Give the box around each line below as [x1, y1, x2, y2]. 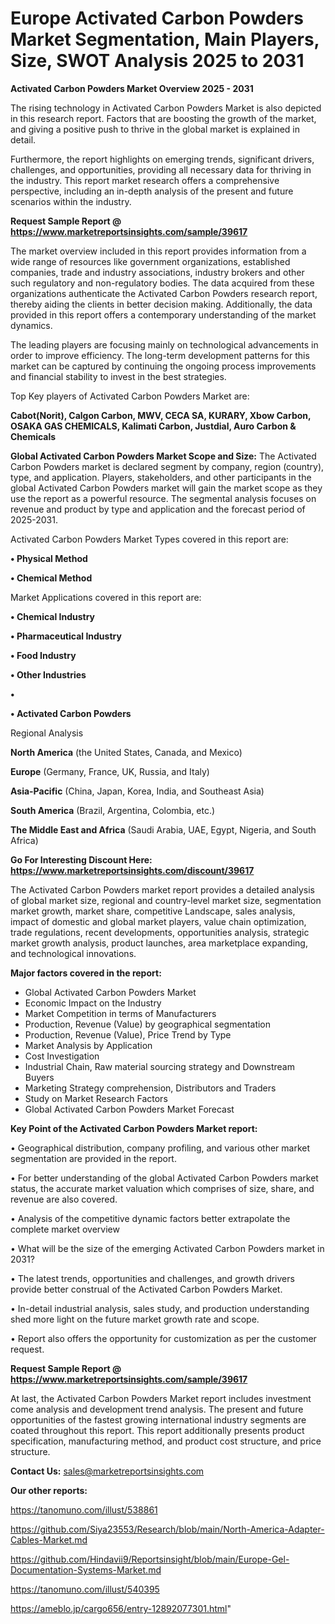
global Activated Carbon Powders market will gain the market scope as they [10, 482, 323, 494]
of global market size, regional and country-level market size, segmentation [10, 894, 322, 906]
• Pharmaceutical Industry [10, 630, 122, 642]
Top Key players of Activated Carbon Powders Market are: [10, 390, 250, 402]
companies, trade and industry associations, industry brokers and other [10, 266, 305, 278]
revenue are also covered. [10, 1193, 118, 1205]
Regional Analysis [10, 727, 84, 739]
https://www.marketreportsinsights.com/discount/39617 [10, 864, 255, 876]
